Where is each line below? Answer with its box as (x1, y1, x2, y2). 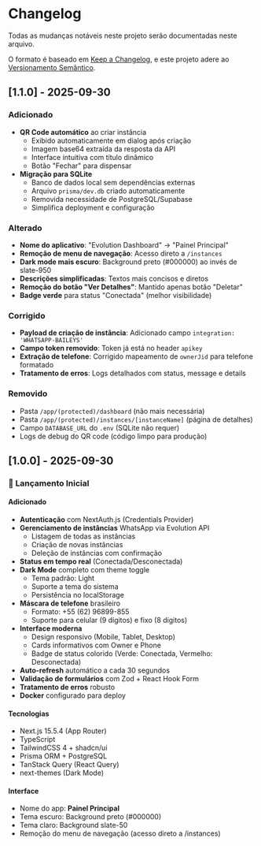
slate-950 (19, 265, 52, 274)
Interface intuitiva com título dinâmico (31, 152, 154, 162)
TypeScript (19, 735, 56, 744)
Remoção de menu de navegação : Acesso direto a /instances (19, 248, 222, 258)
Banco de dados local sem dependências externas (31, 177, 196, 187)
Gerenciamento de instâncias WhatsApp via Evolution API (19, 524, 210, 533)
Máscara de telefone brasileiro (19, 598, 120, 608)
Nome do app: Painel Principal (19, 803, 120, 813)
